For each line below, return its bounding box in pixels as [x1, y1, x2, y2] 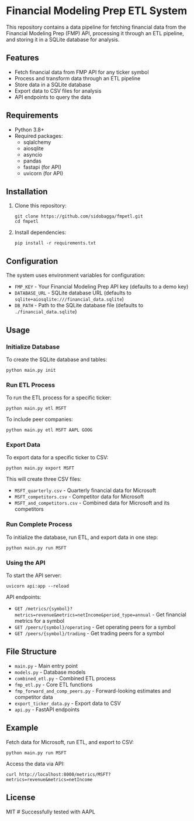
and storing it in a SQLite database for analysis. [6, 36, 120, 43]
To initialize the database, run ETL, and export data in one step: [6, 534, 158, 541]
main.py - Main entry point [14, 662, 78, 669]
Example [6, 723, 39, 733]
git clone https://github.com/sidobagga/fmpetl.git [14, 213, 143, 219]
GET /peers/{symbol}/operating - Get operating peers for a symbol [14, 623, 176, 631]
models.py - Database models [14, 669, 86, 676]
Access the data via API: [6, 760, 65, 767]
